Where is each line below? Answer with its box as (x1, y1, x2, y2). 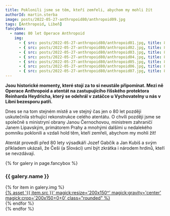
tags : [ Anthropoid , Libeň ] (5, 21, 62, 27)
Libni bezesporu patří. (5, 99, 53, 104)
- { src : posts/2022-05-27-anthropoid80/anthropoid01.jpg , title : (18, 40, 162, 46)
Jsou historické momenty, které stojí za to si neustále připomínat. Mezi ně (5, 82, 163, 89)
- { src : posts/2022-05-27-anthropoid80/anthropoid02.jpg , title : (18, 45, 162, 50)
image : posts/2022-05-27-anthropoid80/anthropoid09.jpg (5, 17, 125, 22)
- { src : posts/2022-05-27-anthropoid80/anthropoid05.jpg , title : (18, 59, 162, 64)
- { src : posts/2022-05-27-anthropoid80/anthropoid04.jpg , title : (18, 54, 162, 60)
